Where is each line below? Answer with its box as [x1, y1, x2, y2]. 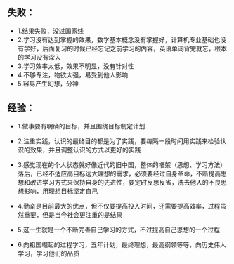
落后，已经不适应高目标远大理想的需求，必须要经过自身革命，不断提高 [17, 169, 221, 178]
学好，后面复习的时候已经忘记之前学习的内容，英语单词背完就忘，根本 [23, 44, 227, 53]
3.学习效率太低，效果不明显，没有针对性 [17, 62, 135, 70]
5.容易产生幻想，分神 [17, 79, 79, 88]
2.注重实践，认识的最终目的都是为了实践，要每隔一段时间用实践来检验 [17, 136, 221, 145]
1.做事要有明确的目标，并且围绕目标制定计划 [17, 121, 145, 130]
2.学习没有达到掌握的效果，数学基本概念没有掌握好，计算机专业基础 [17, 35, 214, 44]
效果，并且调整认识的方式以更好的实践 [30, 145, 141, 154]
